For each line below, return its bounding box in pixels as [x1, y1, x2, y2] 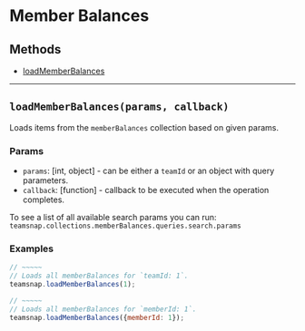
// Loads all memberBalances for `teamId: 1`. [9, 271, 189, 281]
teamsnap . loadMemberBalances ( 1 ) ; [9, 280, 136, 289]
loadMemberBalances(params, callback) [9, 101, 230, 113]
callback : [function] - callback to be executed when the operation [22, 185, 270, 196]
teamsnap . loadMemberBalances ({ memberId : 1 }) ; [9, 313, 184, 322]
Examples [9, 242, 54, 255]
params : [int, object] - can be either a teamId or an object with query [22, 165, 275, 177]
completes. [22, 194, 65, 205]
